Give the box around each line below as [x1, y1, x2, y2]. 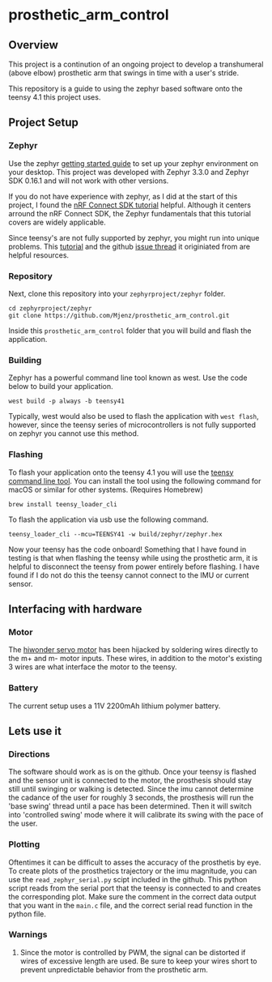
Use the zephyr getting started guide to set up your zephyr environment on [8, 158, 259, 168]
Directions [8, 748, 50, 759]
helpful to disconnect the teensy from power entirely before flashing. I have [8, 561, 260, 571]
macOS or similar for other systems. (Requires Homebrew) [8, 485, 204, 494]
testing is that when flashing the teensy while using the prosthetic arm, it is [8, 553, 258, 562]
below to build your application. [8, 382, 113, 391]
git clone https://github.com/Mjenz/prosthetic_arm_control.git [8, 311, 230, 319]
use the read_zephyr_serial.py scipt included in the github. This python [8, 874, 248, 884]
